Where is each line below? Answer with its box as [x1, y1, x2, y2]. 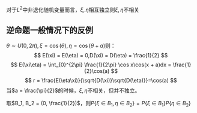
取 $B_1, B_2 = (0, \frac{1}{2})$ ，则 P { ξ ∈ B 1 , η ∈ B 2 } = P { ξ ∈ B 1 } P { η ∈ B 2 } [6, 100, 191, 108]
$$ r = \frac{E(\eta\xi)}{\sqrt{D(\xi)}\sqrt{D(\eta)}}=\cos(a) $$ [25, 77, 177, 84]
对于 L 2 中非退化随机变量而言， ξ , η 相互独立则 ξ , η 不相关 [6, 5, 139, 13]
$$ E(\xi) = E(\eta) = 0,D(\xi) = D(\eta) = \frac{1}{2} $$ [34, 52, 168, 59]
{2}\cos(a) [83, 68, 110, 75]
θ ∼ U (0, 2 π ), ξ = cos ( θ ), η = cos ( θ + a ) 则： [6, 42, 116, 50]
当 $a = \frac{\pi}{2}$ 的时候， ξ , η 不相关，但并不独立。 [6, 87, 141, 94]
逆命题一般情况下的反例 [6, 25, 93, 35]
